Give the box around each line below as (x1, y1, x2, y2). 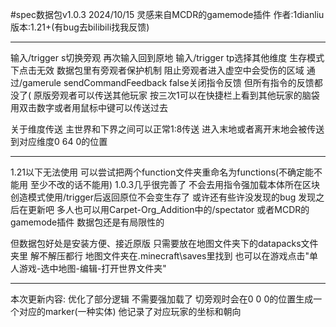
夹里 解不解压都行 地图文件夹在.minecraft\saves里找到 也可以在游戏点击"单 (10, 250, 318, 262)
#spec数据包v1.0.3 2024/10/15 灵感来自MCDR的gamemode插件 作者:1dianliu (10, 9, 325, 20)
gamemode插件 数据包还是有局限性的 (10, 216, 165, 228)
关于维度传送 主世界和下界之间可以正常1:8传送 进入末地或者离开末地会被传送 (10, 123, 325, 135)
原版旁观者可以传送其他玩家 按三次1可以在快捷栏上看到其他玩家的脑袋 (33, 89, 320, 101)
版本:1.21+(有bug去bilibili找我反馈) (10, 21, 150, 33)
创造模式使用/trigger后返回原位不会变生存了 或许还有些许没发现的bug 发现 (10, 191, 317, 203)
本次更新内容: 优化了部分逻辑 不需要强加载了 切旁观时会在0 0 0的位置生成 (10, 293, 314, 305)
